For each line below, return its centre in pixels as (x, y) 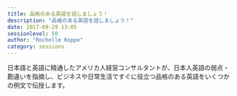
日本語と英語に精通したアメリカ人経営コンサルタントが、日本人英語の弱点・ (119, 67)
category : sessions (36, 47)
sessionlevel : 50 (33, 34)
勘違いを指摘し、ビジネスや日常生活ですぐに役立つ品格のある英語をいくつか (119, 76)
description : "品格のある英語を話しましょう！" (71, 20)
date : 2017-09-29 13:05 (42, 27)
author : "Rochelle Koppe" (45, 40)
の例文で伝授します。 (38, 85)
